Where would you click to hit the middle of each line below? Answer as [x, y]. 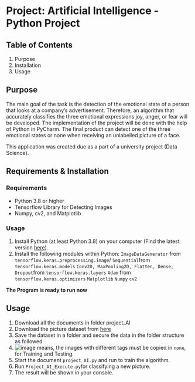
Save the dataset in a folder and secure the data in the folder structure [99, 335]
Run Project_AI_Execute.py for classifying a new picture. [83, 366]
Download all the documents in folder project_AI [72, 322]
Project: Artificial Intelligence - [83, 11]
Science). [18, 153]
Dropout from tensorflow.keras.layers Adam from [73, 272]
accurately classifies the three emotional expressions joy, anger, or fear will [97, 116]
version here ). [31, 247]
